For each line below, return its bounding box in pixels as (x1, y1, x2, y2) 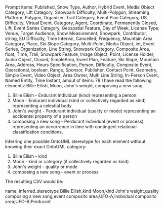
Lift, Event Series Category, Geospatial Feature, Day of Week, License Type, (5, 25, 160, 31)
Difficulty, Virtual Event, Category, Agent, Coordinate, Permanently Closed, (5, 20, 157, 26)
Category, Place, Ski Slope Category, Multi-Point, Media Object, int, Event (5, 41, 155, 46)
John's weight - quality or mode (12, 164, 78, 170)
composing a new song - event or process (12, 169, 99, 174)
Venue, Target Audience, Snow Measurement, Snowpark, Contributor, (5, 31, 147, 36)
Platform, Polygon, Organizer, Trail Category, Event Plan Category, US (5, 15, 147, 20)
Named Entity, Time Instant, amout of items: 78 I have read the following (5, 77, 152, 83)
